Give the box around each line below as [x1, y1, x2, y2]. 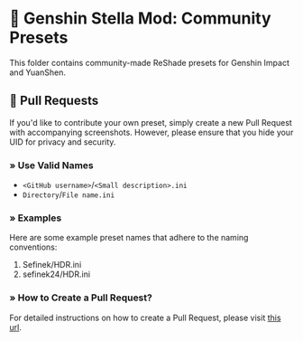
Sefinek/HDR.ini [22, 260, 82, 270]
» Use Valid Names [9, 158, 95, 171]
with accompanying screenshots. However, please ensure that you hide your [9, 127, 294, 137]
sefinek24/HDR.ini [22, 269, 91, 279]
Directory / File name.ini [22, 189, 115, 200]
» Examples [9, 212, 62, 224]
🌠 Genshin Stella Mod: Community [9, 8, 272, 29]
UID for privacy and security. [9, 136, 116, 147]
